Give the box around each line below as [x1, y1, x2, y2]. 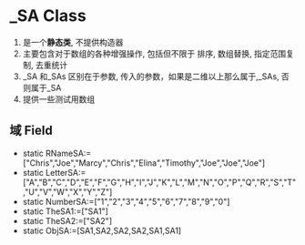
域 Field [9, 123, 53, 138]
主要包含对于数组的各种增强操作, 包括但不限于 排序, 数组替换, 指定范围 [22, 47, 287, 59]
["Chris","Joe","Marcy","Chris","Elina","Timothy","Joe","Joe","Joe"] [22, 157, 266, 168]
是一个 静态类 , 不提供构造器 [22, 36, 124, 47]
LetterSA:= [45, 167, 86, 178]
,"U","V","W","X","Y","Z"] [22, 186, 113, 197]
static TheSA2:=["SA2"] [22, 215, 112, 226]
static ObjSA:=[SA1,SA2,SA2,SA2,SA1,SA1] [22, 225, 182, 236]
